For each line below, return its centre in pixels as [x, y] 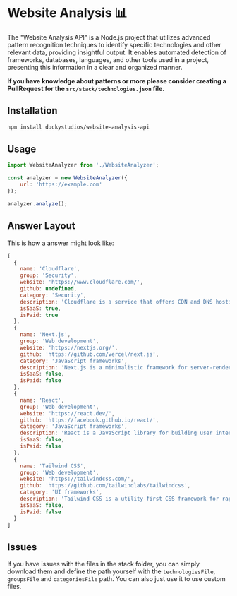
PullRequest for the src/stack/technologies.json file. [86, 88]
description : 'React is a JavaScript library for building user [116, 433]
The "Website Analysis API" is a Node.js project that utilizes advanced [109, 37]
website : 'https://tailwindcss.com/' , [77, 479]
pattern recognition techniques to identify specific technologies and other [115, 44]
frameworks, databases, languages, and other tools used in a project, [108, 59]
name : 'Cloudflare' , [50, 269]
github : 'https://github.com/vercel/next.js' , [90, 354]
